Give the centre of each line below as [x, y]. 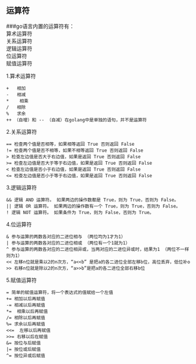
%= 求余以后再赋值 [26, 324]
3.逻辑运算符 [22, 187]
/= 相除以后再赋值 [26, 318]
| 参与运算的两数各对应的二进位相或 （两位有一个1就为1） [68, 243]
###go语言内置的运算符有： [40, 26]
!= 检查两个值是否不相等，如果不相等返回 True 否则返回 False [75, 150]
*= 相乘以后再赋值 [27, 311]
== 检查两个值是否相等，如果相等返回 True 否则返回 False [70, 144]
